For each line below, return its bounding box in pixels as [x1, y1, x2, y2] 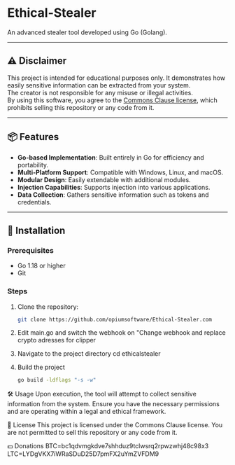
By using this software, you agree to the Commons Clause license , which [7, 96, 218, 104]
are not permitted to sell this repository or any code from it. [7, 429, 178, 437]
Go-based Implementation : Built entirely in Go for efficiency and [17, 153, 204, 162]
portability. [17, 160, 49, 169]
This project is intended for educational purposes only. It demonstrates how [7, 74, 226, 82]
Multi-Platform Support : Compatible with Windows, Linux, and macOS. [17, 168, 224, 176]
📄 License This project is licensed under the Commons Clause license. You [7, 421, 223, 429]
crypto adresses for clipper [17, 336, 97, 345]
